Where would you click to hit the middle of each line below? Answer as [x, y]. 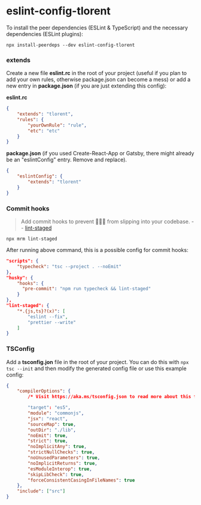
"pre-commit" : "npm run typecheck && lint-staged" [86, 289]
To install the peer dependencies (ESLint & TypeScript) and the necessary [97, 28]
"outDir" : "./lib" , [52, 430]
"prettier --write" [52, 322]
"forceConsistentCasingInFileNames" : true [81, 480]
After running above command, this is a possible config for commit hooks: [97, 250]
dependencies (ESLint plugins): [45, 34]
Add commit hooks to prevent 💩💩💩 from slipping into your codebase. [105, 222]
